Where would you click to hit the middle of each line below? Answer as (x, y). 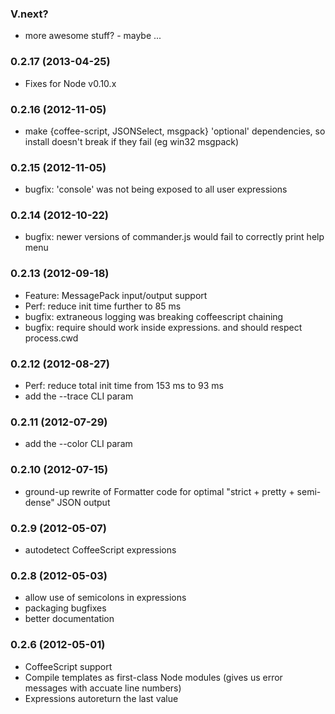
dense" (39, 502)
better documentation (69, 619)
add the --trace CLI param (79, 396)
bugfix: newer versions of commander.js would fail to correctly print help (174, 237)
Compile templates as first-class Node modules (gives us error (153, 677)
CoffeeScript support (68, 666)
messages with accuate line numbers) (103, 688)
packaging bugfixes (65, 608)
